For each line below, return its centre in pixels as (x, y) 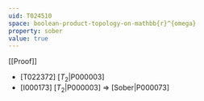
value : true (28, 38)
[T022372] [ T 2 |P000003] (62, 78)
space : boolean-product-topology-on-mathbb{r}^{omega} (102, 23)
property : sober (35, 31)
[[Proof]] (23, 61)
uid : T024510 (30, 16)
